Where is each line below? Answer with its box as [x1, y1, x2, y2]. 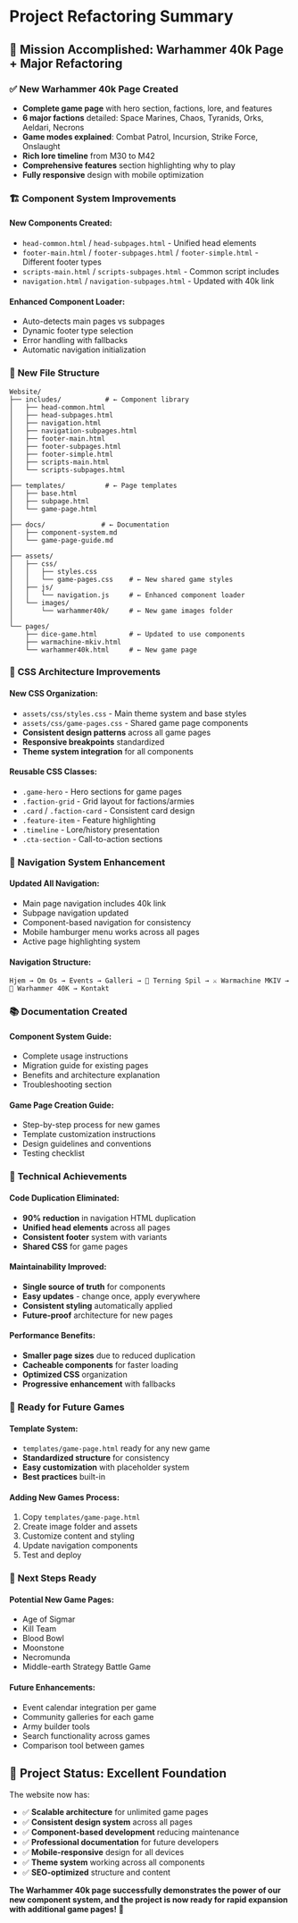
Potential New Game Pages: [9, 1594, 114, 1605]
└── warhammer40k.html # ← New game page [25, 645, 198, 654]
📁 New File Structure [9, 367, 100, 379]
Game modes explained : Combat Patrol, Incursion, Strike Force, [21, 131, 259, 142]
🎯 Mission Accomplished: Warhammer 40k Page [9, 42, 284, 57]
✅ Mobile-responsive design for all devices [21, 1847, 185, 1858]
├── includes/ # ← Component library [9, 395, 190, 404]
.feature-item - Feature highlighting [21, 814, 156, 825]
